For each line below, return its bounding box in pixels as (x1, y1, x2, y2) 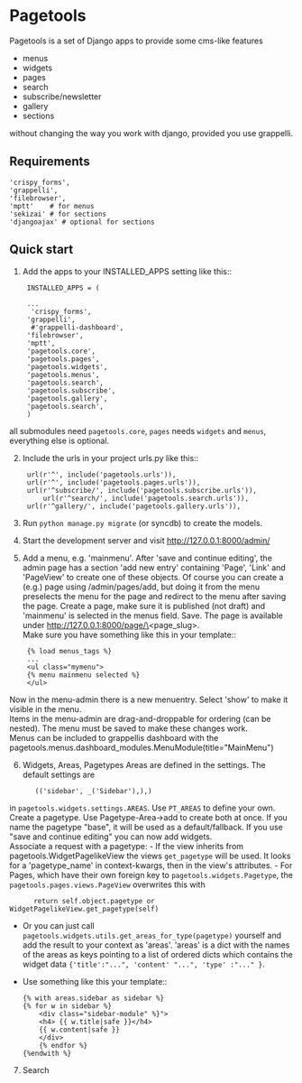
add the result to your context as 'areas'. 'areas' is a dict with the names (22, 940, 290, 950)
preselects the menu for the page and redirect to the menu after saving (22, 590, 287, 601)
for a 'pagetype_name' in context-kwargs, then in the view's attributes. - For (9, 859, 293, 871)
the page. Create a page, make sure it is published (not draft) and (22, 600, 266, 611)
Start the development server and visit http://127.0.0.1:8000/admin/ (22, 534, 270, 546)
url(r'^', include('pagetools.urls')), (26, 470, 177, 479)
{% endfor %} (39, 1041, 88, 1050)
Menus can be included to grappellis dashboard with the (9, 732, 219, 743)
